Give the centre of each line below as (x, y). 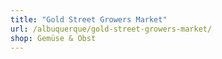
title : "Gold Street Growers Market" (89, 19)
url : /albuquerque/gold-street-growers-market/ (111, 29)
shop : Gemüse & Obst (53, 38)
